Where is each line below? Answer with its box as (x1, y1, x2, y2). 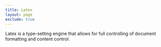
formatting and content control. (5, 36, 70, 42)
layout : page (5, 12, 33, 17)
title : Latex (5, 7, 33, 13)
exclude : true (5, 17, 35, 22)
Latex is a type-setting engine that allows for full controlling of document (5, 31, 156, 37)
